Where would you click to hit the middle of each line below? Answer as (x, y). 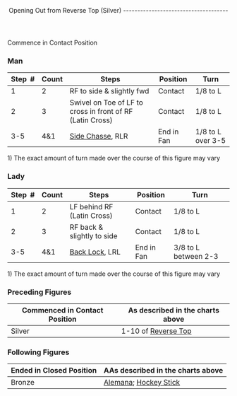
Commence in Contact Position (52, 42)
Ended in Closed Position (54, 371)
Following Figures (38, 352)
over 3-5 (211, 141)
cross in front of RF (101, 112)
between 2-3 (196, 256)
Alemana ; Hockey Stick (142, 383)
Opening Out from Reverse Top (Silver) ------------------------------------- (119, 10)
